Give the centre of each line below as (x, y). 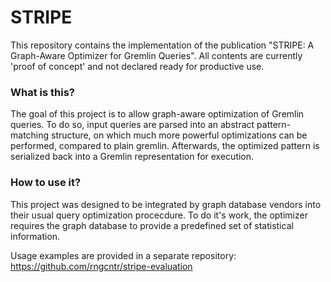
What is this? (42, 92)
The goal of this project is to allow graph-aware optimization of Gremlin (157, 114)
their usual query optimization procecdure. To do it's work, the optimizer (159, 215)
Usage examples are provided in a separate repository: (123, 255)
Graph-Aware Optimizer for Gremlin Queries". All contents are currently (156, 55)
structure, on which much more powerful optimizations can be (179, 135)
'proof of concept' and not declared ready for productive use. (137, 66)
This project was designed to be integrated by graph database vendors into (166, 204)
